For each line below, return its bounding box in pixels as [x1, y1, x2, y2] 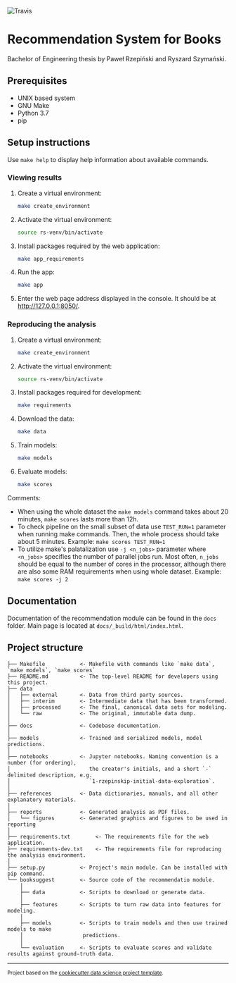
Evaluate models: [17, 467, 68, 476]
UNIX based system [17, 94, 76, 102]
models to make [7, 925, 52, 933]
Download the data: [17, 414, 74, 423]
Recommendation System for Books [7, 32, 221, 47]
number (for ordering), [7, 759, 77, 766]
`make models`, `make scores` [7, 667, 96, 674]
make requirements [17, 402, 72, 409]
